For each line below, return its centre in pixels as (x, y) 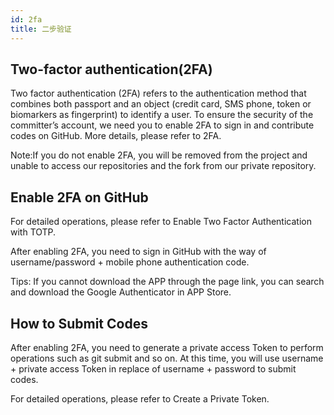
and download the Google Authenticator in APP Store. (121, 292)
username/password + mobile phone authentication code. (130, 262)
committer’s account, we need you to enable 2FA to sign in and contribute (162, 125)
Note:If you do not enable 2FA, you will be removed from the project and (159, 155)
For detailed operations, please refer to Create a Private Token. (140, 398)
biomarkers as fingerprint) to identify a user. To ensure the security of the (162, 115)
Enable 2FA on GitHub (79, 197)
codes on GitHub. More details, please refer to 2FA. (116, 136)
